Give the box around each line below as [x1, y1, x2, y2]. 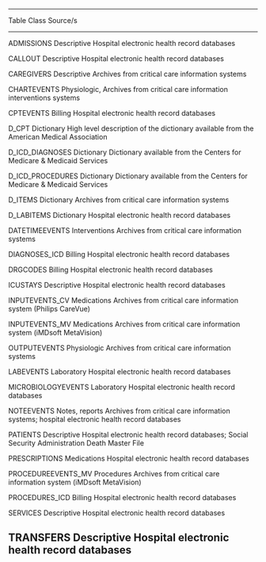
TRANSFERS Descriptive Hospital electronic [8, 531, 230, 545]
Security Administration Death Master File [8, 438, 145, 448]
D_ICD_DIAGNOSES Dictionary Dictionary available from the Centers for [8, 147, 241, 157]
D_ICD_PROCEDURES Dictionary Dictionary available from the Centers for [8, 171, 248, 181]
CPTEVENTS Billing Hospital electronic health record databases [8, 109, 216, 117]
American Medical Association [8, 132, 108, 141]
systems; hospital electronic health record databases [8, 415, 181, 424]
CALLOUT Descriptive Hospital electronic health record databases [8, 54, 224, 63]
